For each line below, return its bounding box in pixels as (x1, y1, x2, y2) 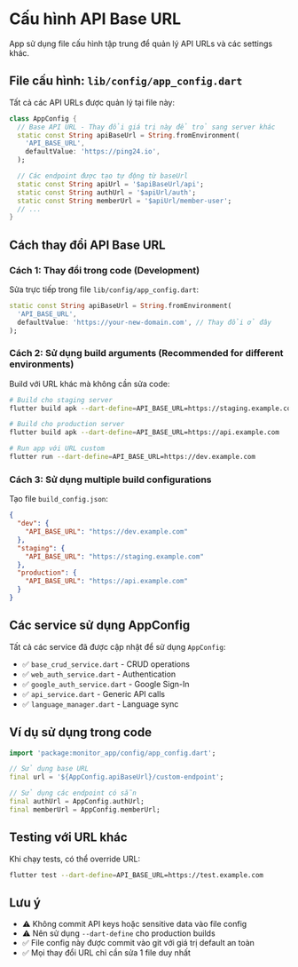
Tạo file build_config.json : (9, 494, 109, 504)
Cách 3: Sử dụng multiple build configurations (9, 473, 212, 486)
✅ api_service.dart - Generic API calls (21, 688, 166, 699)
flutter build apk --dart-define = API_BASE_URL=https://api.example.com (9, 428, 279, 437)
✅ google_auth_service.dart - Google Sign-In (21, 678, 190, 689)
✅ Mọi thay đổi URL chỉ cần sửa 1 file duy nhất (21, 947, 191, 958)
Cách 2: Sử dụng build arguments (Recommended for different (9, 347, 284, 360)
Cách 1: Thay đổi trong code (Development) (9, 264, 200, 276)
